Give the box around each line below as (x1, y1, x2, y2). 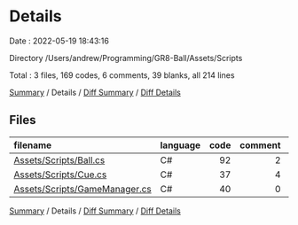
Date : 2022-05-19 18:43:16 (9, 35, 109, 46)
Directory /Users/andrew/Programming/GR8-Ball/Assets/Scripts (9, 52, 243, 63)
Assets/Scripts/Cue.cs (13, 168, 107, 181)
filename (13, 139, 52, 151)
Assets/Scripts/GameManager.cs (13, 182, 153, 195)
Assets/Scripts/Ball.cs (13, 153, 106, 166)
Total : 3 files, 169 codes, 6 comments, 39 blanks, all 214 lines (9, 69, 235, 81)
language (160, 139, 201, 151)
